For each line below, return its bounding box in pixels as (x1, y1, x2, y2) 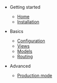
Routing (17, 54, 33, 59)
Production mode (17, 73, 53, 78)
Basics (9, 28, 24, 34)
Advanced (9, 63, 31, 69)
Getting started (9, 4, 41, 10)
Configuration (17, 38, 45, 44)
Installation (17, 19, 39, 25)
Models (17, 49, 33, 54)
